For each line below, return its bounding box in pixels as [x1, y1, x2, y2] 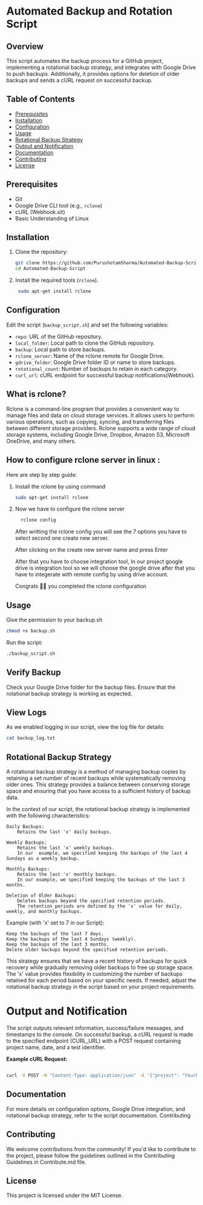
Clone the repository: [14, 248, 68, 256]
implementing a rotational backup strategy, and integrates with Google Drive [6, 64, 196, 71]
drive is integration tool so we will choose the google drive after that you [14, 565, 195, 572]
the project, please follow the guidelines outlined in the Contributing [6, 1152, 175, 1159]
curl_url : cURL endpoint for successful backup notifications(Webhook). [14, 371, 195, 379]
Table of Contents [6, 94, 76, 104]
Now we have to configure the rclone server [14, 505, 125, 513]
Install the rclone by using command [14, 483, 106, 490]
